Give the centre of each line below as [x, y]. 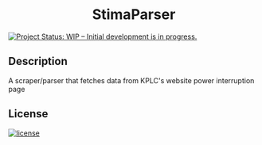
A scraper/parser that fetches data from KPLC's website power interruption [131, 80]
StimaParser [134, 15]
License [28, 114]
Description [38, 61]
